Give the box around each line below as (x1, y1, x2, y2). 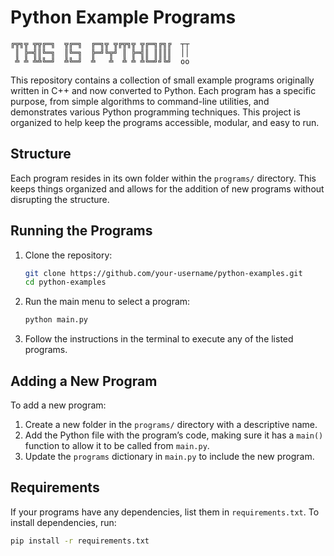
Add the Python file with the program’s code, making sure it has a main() (24, 429, 324, 441)
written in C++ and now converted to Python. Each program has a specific (10, 84, 317, 96)
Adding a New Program (10, 372, 158, 390)
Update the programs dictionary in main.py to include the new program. (24, 451, 315, 462)
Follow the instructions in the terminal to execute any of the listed (24, 333, 294, 345)
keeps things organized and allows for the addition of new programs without (10, 182, 325, 195)
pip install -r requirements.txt (10, 536, 150, 546)
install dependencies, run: (10, 516, 117, 528)
